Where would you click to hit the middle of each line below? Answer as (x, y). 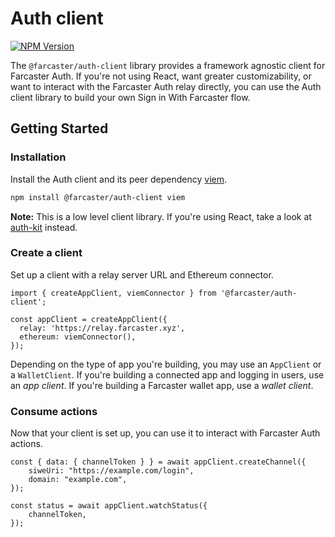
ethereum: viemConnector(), (78, 337)
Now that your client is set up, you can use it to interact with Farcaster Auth (165, 433)
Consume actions (54, 411)
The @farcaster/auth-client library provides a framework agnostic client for (168, 65)
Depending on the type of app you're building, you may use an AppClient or (166, 364)
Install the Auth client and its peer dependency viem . (118, 179)
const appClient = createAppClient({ (89, 319)
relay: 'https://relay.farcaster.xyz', (102, 328)
